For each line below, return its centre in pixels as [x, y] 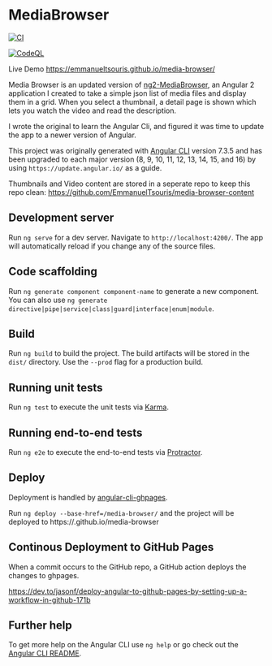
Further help [41, 626]
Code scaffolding [53, 272]
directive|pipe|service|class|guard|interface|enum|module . [111, 308]
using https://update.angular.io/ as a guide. [85, 167]
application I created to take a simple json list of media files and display [127, 93]
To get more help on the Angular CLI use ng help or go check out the [123, 645]
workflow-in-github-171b [50, 599]
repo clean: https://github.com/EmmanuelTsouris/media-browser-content [131, 192]
